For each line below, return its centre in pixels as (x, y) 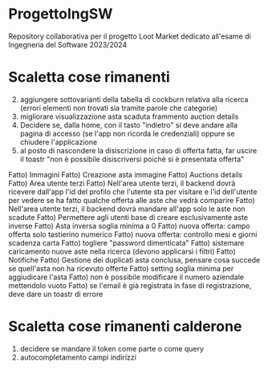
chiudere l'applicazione (59, 142)
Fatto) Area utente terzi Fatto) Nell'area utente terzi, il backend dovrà (122, 183)
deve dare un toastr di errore (56, 294)
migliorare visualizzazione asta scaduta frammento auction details (129, 116)
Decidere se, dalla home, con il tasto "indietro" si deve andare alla (129, 124)
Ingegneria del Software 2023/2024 (68, 44)
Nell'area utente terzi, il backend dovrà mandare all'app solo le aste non (127, 209)
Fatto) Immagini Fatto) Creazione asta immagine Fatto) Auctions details (126, 174)
